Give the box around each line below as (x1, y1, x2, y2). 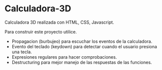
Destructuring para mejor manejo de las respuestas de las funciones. (11, 59, 152, 65)
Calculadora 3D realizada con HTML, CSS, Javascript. (4, 19, 114, 25)
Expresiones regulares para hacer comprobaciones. (11, 54, 117, 60)
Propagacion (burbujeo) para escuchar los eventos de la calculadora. (11, 38, 153, 44)
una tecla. (11, 49, 32, 55)
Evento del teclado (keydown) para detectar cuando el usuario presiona (11, 43, 157, 49)
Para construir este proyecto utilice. (4, 29, 77, 35)
